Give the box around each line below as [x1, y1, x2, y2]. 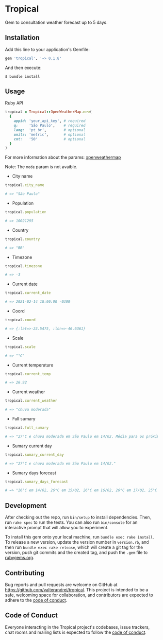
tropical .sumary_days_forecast [5, 479, 68, 484]
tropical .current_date [5, 291, 51, 295]
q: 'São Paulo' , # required [14, 123, 86, 128]
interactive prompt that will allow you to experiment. [5, 525, 109, 531]
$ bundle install [5, 74, 40, 79]
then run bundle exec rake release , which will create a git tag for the [5, 544, 143, 550]
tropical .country [5, 237, 40, 242]
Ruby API [5, 100, 23, 106]
